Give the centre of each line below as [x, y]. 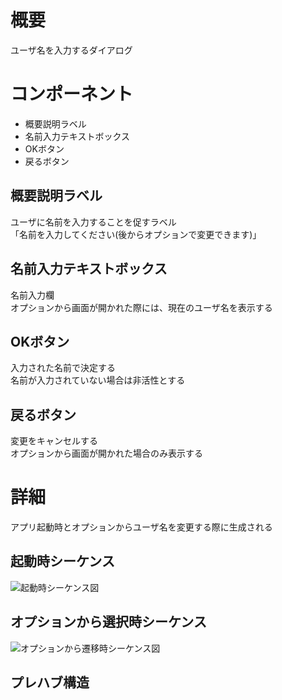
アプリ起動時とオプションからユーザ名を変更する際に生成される [141, 527]
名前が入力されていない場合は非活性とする [98, 380]
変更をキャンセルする [54, 441]
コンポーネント [72, 94]
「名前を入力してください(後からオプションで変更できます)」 [136, 234]
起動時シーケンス [62, 561]
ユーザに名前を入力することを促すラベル [93, 222]
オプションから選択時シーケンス [108, 622]
